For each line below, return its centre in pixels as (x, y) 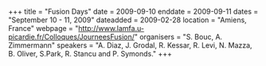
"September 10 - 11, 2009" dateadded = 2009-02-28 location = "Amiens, (127, 20)
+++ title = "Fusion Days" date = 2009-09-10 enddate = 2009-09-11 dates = (133, 12)
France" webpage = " (43, 28)
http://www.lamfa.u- (111, 28)
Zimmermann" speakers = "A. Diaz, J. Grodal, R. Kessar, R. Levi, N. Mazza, (130, 45)
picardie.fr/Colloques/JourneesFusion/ (72, 37)
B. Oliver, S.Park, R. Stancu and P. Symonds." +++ (90, 54)
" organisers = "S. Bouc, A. (178, 37)
